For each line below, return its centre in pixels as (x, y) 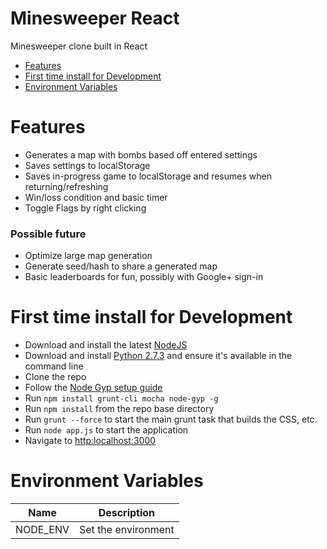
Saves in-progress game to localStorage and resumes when (148, 176)
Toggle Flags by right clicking (85, 208)
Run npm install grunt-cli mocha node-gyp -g (121, 398)
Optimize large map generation (88, 256)
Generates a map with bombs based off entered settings (141, 154)
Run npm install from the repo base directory (119, 409)
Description (127, 513)
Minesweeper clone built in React (79, 46)
